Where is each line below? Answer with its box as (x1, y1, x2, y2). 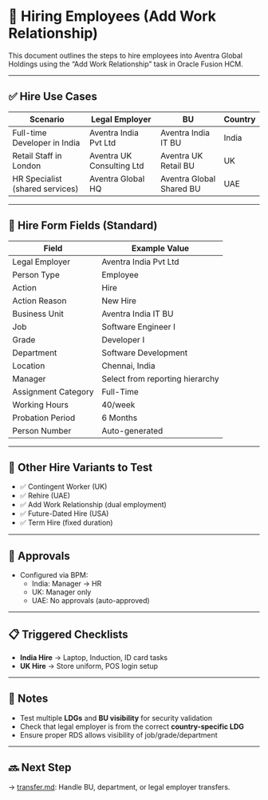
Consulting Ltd (89, 160, 144, 171)
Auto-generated (101, 425, 164, 436)
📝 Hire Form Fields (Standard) (8, 219, 158, 233)
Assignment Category (12, 386, 94, 397)
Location (12, 360, 45, 371)
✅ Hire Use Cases (8, 90, 98, 103)
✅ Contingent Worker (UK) (19, 482, 108, 491)
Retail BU (160, 160, 195, 171)
